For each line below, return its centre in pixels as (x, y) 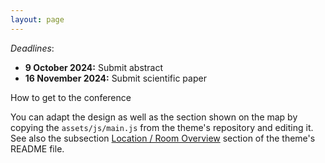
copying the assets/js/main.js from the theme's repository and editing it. (162, 127)
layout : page (37, 19)
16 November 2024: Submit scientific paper (115, 78)
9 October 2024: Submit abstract (94, 67)
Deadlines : (32, 48)
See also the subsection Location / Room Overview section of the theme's (163, 138)
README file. (37, 148)
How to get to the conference (71, 97)
